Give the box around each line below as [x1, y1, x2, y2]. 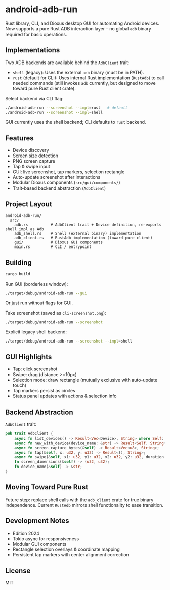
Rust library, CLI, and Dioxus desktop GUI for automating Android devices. [5, 20, 159, 26]
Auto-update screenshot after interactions [12, 174, 101, 180]
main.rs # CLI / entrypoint [14, 244, 92, 250]
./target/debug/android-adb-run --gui [5, 291, 87, 296]
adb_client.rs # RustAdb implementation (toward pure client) [14, 235, 153, 241]
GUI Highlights [5, 352, 52, 361]
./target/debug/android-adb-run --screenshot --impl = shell [5, 338, 133, 344]
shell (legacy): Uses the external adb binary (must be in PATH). [12, 69, 144, 75]
